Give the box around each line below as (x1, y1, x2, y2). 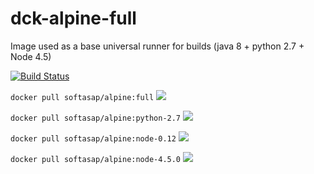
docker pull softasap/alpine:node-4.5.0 (10, 154, 182, 164)
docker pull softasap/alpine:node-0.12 (10, 133, 177, 144)
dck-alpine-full (10, 7, 137, 30)
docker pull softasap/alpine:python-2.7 (10, 113, 182, 123)
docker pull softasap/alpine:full (10, 92, 155, 102)
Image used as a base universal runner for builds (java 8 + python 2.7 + (10, 40, 305, 52)
